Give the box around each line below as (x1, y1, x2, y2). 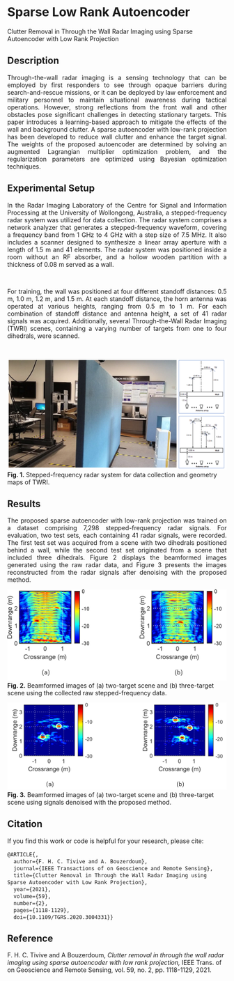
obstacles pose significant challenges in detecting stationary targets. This (7, 110, 227, 118)
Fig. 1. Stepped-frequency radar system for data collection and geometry (7, 470, 217, 479)
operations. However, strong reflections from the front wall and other (7, 102, 227, 111)
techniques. (7, 162, 41, 171)
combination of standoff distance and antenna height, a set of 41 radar (7, 309, 227, 318)
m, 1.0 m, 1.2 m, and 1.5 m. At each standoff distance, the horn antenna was (7, 294, 227, 303)
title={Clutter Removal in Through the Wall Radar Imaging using (13, 872, 208, 879)
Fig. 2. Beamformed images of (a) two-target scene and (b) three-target (7, 681, 214, 690)
